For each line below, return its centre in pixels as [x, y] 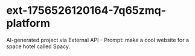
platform [28, 23]
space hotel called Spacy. [38, 46]
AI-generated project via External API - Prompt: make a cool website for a [97, 40]
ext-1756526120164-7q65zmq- [86, 11]
